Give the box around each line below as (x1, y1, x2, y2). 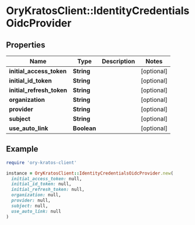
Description (102, 57, 135, 65)
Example (6, 144, 39, 154)
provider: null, (11, 197, 51, 203)
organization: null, (11, 192, 61, 198)
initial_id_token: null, (11, 181, 72, 187)
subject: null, (11, 203, 48, 209)
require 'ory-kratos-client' (6, 159, 77, 165)
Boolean (72, 124, 96, 132)
